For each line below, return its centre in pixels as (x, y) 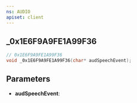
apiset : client (25, 17)
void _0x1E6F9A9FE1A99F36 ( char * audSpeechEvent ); (69, 61)
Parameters (28, 79)
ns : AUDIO (18, 12)
